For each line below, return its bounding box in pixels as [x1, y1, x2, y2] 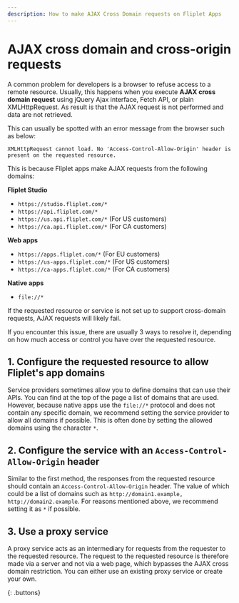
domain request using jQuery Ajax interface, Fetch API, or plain [7, 95, 194, 103]
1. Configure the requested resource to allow [7, 356, 209, 368]
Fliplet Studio [7, 185, 48, 194]
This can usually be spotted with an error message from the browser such [7, 124, 225, 133]
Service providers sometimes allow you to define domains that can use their [7, 386, 231, 394]
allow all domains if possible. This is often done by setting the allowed [7, 416, 213, 425]
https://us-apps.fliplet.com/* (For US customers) [17, 257, 170, 266]
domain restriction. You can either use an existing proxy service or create [7, 567, 223, 575]
